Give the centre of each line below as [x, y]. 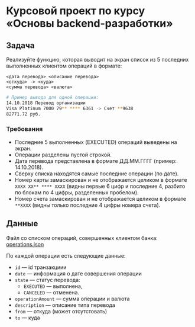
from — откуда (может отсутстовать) [61, 311]
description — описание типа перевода [65, 305]
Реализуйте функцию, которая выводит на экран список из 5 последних [97, 60]
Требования [25, 129]
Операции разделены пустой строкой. [63, 155]
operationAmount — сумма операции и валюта [72, 299]
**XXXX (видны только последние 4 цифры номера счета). [87, 205]
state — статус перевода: [48, 280]
